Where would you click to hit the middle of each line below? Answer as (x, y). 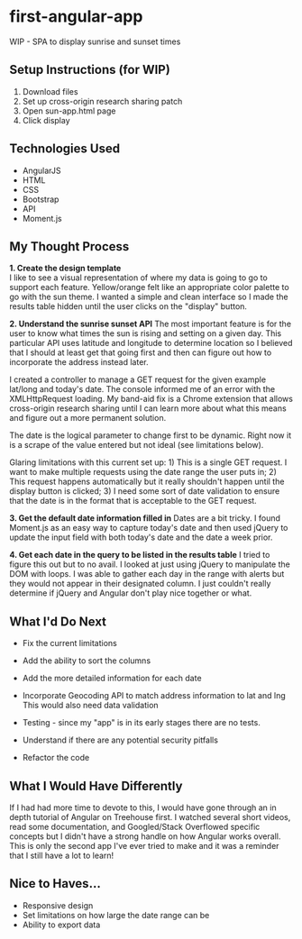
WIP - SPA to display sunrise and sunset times (95, 41)
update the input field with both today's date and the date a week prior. (141, 537)
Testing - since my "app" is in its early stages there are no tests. (142, 723)
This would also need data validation (91, 706)
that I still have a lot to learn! (62, 855)
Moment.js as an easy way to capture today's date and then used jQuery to (149, 528)
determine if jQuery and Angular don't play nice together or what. (131, 593)
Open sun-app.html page (69, 111)
